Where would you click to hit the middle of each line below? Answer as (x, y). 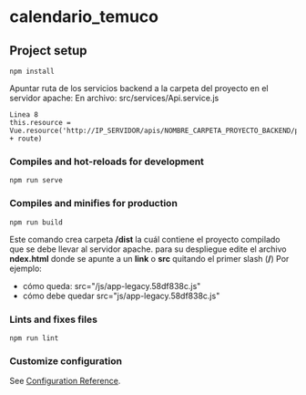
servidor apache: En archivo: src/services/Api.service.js (114, 98)
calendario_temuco (84, 17)
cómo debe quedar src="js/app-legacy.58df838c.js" (121, 296)
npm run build (36, 222)
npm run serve (36, 181)
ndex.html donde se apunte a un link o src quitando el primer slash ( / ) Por (149, 258)
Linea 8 (24, 115)
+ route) (26, 139)
